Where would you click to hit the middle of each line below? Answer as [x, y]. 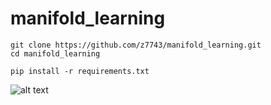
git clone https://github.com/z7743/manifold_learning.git [136, 45]
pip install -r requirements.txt [80, 71]
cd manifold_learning [55, 53]
